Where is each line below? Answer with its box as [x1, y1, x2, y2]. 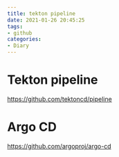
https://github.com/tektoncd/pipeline [7, 95, 112, 103]
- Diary [7, 42, 30, 49]
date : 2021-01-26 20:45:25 [7, 17, 85, 24]
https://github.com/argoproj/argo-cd [7, 142, 112, 150]
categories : [7, 36, 42, 43]
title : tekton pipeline [7, 10, 76, 17]
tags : [7, 23, 23, 30]
